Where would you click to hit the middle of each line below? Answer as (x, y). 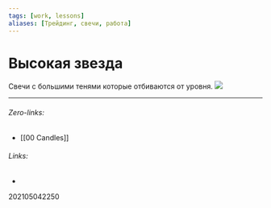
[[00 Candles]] (44, 137)
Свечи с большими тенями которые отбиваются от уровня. (111, 86)
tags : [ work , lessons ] (46, 16)
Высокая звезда (66, 63)
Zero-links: (26, 113)
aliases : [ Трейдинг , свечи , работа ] (70, 23)
